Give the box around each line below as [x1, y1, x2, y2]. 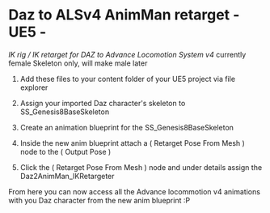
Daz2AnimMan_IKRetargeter [19, 171, 115, 181]
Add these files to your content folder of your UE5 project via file [19, 74, 236, 83]
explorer [19, 83, 49, 92]
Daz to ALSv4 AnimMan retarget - [8, 6, 240, 24]
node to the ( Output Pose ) [19, 147, 112, 156]
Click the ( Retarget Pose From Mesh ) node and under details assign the [19, 162, 263, 172]
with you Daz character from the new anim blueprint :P [8, 195, 191, 205]
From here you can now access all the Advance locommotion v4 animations [8, 186, 261, 196]
